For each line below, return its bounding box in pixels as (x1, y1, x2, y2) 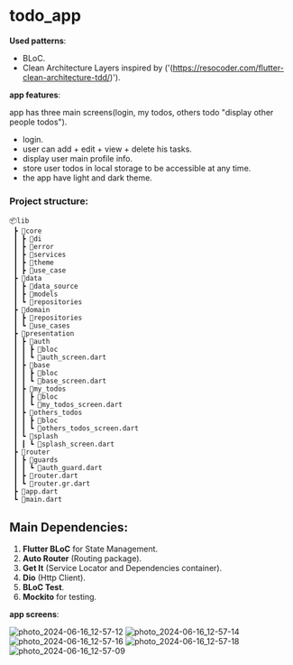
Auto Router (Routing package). (22, 553, 142, 564)
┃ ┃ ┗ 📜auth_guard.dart (13, 464, 103, 473)
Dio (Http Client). (22, 572, 86, 583)
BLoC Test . (22, 582, 65, 593)
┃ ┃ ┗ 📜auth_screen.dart (13, 353, 106, 362)
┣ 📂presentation (13, 329, 75, 338)
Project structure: (9, 195, 88, 208)
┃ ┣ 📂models (13, 290, 59, 299)
